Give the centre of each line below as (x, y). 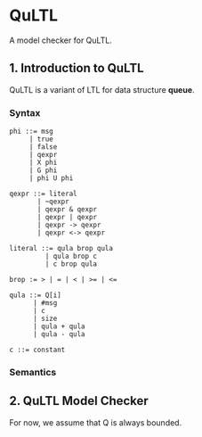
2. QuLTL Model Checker (79, 401)
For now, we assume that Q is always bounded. (96, 422)
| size (45, 319)
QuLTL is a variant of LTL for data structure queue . (102, 89)
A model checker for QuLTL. (61, 40)
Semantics (33, 372)
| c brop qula (71, 264)
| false (43, 147)
